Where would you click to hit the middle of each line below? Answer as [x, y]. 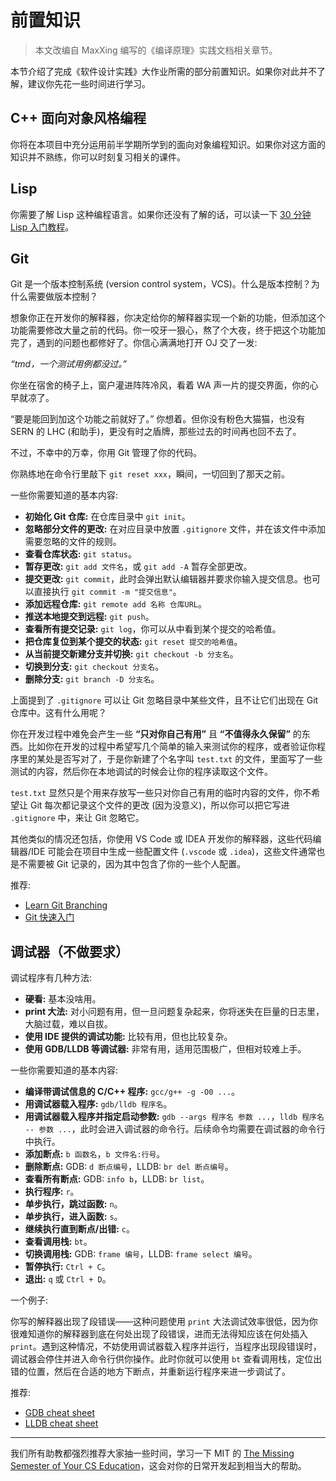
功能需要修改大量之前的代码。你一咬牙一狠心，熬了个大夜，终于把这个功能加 [168, 330]
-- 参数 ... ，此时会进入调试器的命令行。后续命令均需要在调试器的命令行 [175, 1129]
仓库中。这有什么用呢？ [58, 713]
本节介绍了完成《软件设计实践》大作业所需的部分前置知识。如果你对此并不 [163, 71]
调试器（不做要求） [69, 951]
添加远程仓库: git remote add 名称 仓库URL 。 [116, 604]
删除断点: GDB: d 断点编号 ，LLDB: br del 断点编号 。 [129, 1167]
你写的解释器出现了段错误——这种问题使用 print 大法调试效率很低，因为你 [164, 1322]
